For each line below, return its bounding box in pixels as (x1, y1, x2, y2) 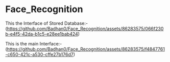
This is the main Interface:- (5, 40, 62, 46)
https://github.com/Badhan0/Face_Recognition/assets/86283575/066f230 (7, 25, 164, 31)
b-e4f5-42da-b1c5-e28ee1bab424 (5, 31, 78, 37)
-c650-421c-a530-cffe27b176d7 (5, 51, 74, 57)
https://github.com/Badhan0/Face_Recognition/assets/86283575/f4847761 (7, 46, 165, 52)
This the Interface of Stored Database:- (5, 20, 88, 26)
